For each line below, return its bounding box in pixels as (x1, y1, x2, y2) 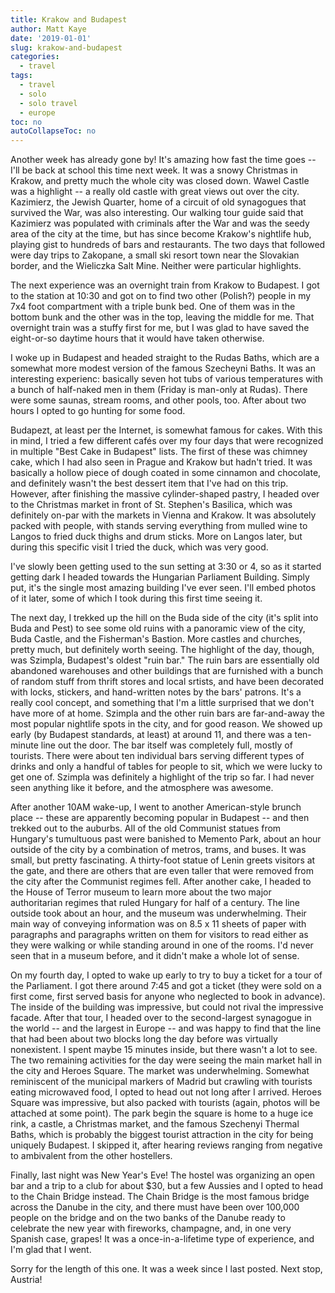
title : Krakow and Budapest (10, 14, 128, 25)
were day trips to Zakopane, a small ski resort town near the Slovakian (10, 249, 300, 261)
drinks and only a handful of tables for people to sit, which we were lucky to (10, 761, 323, 773)
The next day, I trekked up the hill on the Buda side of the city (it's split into (10, 612, 319, 624)
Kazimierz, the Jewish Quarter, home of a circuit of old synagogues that (10, 196, 307, 208)
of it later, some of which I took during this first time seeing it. (10, 592, 263, 605)
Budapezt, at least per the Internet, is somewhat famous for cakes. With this (10, 424, 323, 436)
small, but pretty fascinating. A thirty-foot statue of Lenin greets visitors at (10, 854, 316, 866)
